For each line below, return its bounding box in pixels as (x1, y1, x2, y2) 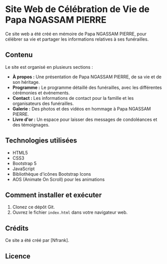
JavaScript (12, 166, 35, 172)
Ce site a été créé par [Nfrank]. (5, 237, 69, 243)
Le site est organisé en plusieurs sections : (5, 64, 93, 70)
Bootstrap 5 (12, 160, 37, 166)
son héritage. (12, 79, 40, 85)
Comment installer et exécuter (5, 191, 102, 199)
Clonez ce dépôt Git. (12, 204, 55, 210)
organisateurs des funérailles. (12, 100, 74, 106)
